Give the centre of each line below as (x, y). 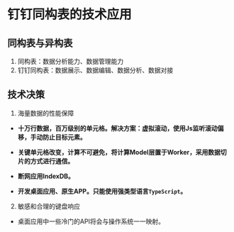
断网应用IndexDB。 (46, 176)
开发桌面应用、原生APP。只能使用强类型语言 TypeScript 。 (102, 191)
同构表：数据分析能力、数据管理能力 (71, 61)
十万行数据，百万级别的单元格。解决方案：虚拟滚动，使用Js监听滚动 (117, 128)
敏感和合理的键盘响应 (49, 206)
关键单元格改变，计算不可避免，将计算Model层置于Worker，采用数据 (119, 152)
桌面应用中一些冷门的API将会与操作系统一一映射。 (91, 221)
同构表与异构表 (40, 43)
